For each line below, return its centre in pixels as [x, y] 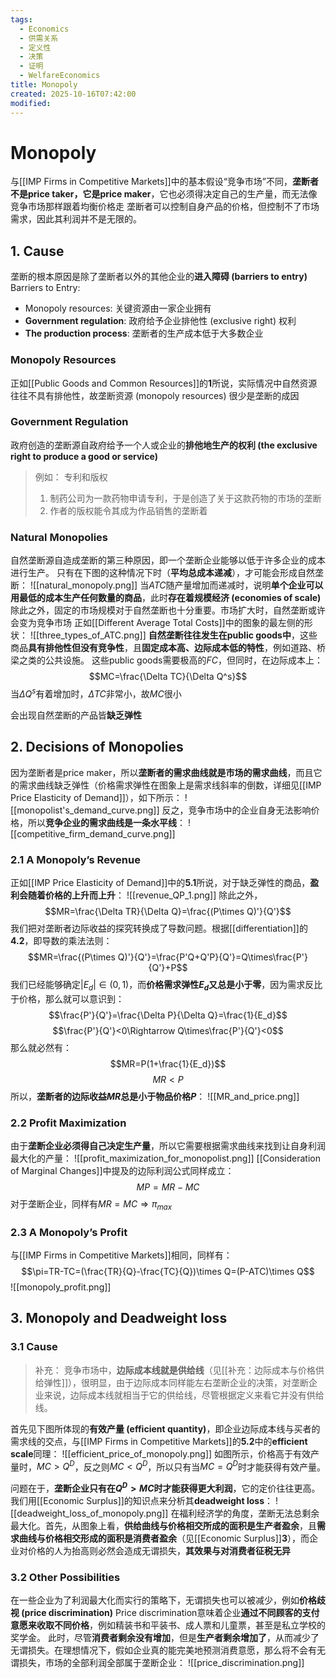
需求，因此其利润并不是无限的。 [76, 219]
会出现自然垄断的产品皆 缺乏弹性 [76, 715]
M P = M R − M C [168, 1187]
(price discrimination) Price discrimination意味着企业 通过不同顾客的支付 [170, 1613]
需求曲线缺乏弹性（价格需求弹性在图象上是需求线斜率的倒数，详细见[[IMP [170, 785]
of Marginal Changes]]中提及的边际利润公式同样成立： [122, 1170]
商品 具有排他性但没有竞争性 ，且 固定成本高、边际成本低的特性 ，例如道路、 [163, 648]
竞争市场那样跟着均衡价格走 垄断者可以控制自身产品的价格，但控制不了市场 [165, 207]
